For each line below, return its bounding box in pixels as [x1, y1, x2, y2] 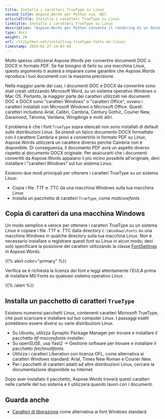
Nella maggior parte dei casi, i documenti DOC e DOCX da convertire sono [5, 82, 156, 89]
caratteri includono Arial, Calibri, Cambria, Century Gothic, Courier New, [5, 109, 151, 115]
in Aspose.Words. [5, 248, 41, 254]
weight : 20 [5, 35, 27, 40]
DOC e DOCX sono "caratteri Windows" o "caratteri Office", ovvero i [5, 98, 143, 104]
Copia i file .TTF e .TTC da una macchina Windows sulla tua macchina [12, 184, 154, 190]
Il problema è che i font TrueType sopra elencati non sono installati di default [5, 124, 159, 130]
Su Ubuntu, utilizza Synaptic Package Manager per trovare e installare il [12, 330, 158, 336]
